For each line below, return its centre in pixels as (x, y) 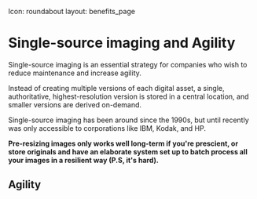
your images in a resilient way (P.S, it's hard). (83, 160)
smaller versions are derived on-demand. (75, 104)
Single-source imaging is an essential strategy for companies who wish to (128, 64)
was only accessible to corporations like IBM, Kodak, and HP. (107, 128)
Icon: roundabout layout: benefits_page (72, 11)
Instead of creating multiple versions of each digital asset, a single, (117, 88)
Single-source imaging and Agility (122, 43)
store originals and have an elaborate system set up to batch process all (128, 151)
